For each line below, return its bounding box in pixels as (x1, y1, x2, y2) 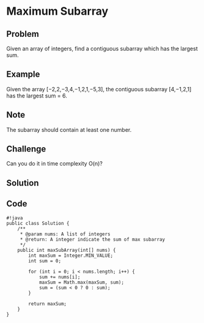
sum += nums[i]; (38, 274, 81, 280)
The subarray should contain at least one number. (6, 126, 132, 133)
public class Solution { (6, 220, 70, 226)
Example (6, 69, 40, 80)
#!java (6, 215, 23, 221)
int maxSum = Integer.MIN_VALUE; (28, 253, 114, 259)
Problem (6, 29, 40, 39)
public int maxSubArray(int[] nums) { (17, 247, 116, 253)
